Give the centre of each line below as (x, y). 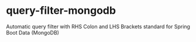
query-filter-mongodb (61, 11)
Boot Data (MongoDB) (33, 32)
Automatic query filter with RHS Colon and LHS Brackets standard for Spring (98, 26)
